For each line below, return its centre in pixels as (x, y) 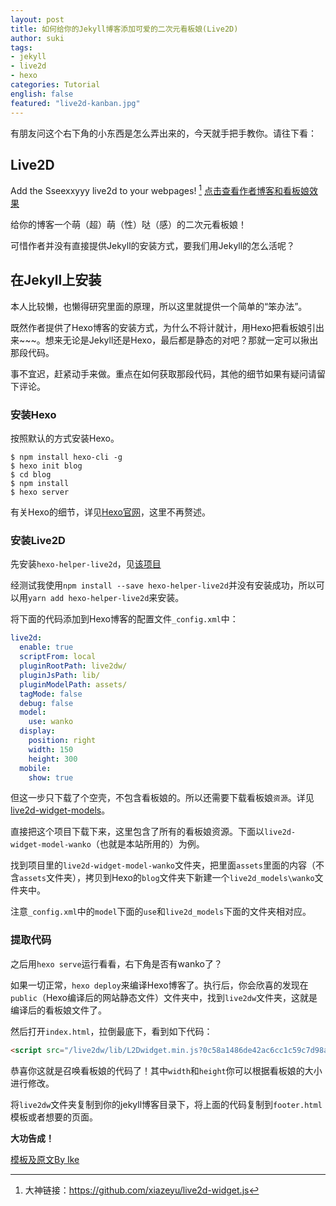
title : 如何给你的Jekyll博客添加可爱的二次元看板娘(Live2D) (124, 29)
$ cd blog (31, 475)
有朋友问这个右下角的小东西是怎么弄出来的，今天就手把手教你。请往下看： (163, 133)
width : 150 (51, 749)
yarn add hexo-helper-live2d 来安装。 (106, 598)
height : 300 (53, 759)
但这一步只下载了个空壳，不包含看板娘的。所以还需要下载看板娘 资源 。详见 (162, 798)
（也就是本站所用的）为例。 (147, 844)
